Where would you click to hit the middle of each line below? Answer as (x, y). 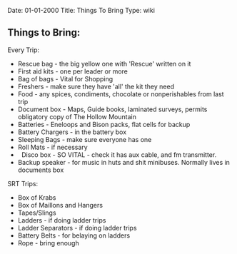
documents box (41, 170)
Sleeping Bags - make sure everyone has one (85, 139)
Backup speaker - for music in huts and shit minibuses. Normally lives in (124, 162)
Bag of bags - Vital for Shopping (65, 78)
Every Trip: (24, 50)
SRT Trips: (23, 183)
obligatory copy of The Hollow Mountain (77, 116)
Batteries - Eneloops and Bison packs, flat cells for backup (104, 124)
